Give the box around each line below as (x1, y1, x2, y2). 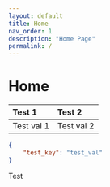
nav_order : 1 (8, 27, 53, 35)
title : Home (8, 20, 49, 28)
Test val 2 (57, 120, 95, 132)
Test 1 (12, 107, 38, 118)
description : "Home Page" (8, 34, 95, 43)
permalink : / (8, 42, 53, 50)
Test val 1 (12, 120, 50, 132)
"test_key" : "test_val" (23, 148, 104, 157)
